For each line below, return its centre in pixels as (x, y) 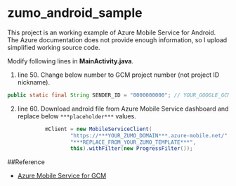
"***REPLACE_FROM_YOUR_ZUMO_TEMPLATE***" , (133, 142)
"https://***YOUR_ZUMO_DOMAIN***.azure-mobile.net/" (149, 135)
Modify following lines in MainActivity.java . (71, 61)
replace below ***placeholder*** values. (77, 116)
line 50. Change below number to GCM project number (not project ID (118, 75)
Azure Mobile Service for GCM (62, 176)
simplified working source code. (54, 47)
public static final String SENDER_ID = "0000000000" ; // (94, 95)
